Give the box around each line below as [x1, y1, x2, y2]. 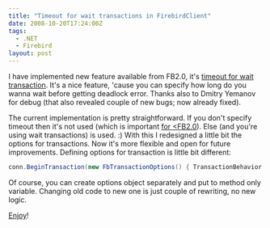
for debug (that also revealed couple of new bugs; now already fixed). [8, 98, 241, 107]
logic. [8, 195, 27, 205]
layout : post [8, 49, 53, 57]
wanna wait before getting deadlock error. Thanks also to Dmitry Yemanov [8, 89, 256, 98]
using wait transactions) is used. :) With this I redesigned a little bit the [8, 130, 243, 140]
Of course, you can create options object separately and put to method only [8, 177, 261, 187]
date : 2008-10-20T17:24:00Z [8, 19, 103, 27]
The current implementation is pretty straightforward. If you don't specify [8, 113, 252, 122]
